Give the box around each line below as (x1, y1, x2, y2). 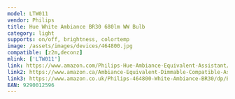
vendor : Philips (7, 17, 55, 24)
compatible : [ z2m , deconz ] (7, 49, 83, 56)
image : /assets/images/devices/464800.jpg (7, 43, 133, 49)
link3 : (7, 75, 27, 82)
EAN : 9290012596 (7, 82, 55, 89)
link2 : (7, 68, 27, 75)
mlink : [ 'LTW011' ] (7, 56, 61, 63)
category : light (7, 29, 55, 37)
